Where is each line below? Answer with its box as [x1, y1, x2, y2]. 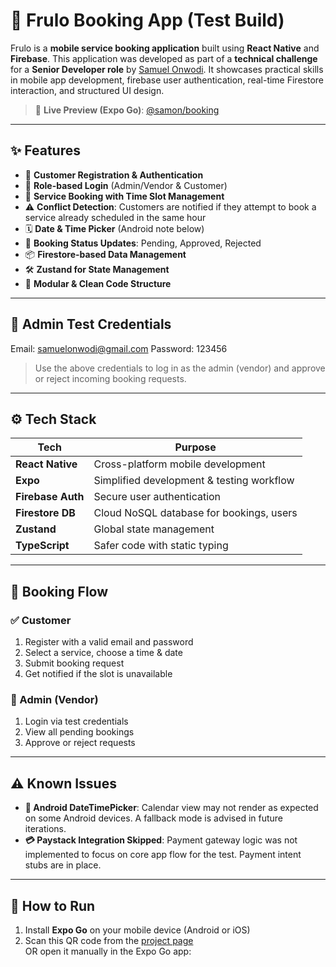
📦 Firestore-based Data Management [24, 248, 187, 260]
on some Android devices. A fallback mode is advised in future [24, 812, 284, 824]
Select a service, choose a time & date [24, 647, 183, 659]
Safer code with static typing [93, 539, 229, 553]
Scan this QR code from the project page [24, 934, 194, 946]
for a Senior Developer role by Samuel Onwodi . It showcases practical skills [10, 63, 324, 75]
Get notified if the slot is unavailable [24, 668, 173, 680]
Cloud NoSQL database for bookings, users [93, 506, 298, 520]
